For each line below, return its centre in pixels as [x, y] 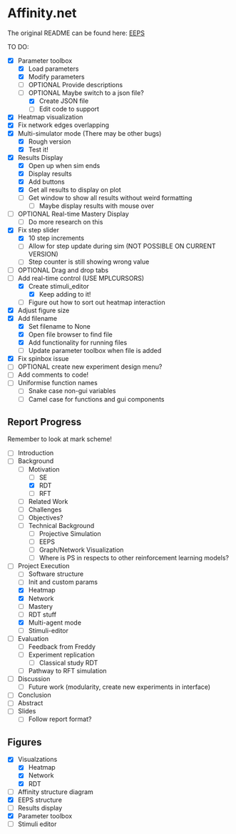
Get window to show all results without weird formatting [110, 198]
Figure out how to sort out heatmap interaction [97, 302]
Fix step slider [38, 230]
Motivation [44, 469]
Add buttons [47, 182]
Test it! [38, 149]
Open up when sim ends [64, 165]
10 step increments [56, 238]
